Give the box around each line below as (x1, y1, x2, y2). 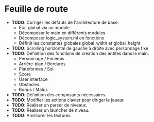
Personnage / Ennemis (18, 55, 64, 61)
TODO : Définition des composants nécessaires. (11, 91, 107, 98)
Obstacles (18, 81, 39, 87)
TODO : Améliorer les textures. (11, 112, 72, 118)
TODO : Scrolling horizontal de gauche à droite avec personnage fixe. (11, 45, 150, 51)
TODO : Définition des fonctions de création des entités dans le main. (11, 50, 149, 56)
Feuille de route (4, 3, 68, 15)
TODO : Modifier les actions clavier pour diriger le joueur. (11, 97, 125, 103)
